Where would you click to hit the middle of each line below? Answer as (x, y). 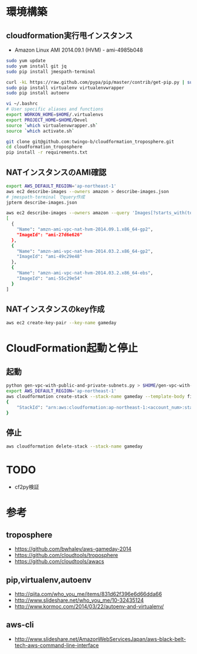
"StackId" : (30, 407)
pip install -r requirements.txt (47, 153)
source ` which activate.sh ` (40, 131)
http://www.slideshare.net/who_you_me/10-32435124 (79, 600)
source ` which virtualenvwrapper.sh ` (52, 126)
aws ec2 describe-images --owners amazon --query (68, 213)
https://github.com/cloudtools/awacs (59, 561)
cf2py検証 (27, 487)
